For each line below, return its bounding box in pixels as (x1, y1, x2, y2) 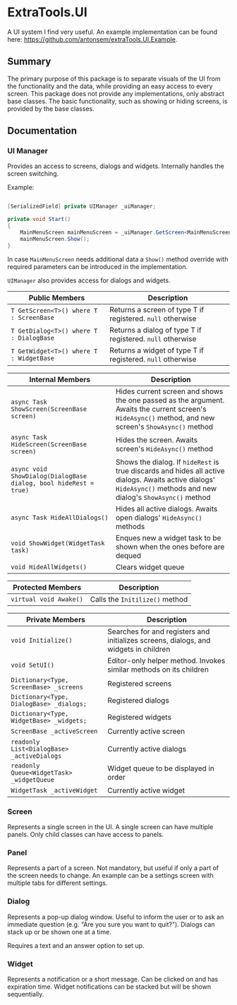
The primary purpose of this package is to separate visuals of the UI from (7, 74, 221, 83)
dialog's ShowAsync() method (115, 492, 211, 502)
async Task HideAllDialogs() (11, 513, 109, 521)
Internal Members (29, 374, 90, 384)
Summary (7, 56, 51, 68)
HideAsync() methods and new (115, 483, 217, 493)
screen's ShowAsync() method (115, 422, 214, 432)
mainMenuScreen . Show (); (20, 235, 90, 242)
